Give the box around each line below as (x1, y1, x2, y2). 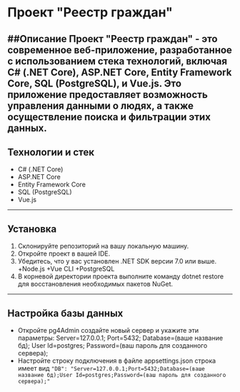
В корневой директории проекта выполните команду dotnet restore (17, 272, 224, 281)
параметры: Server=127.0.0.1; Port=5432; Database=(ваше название (17, 333, 224, 343)
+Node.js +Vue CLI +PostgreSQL (17, 265, 115, 273)
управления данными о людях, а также (7, 99, 194, 111)
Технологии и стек (7, 146, 95, 158)
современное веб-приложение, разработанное (7, 44, 232, 56)
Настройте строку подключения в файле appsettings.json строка (17, 356, 216, 365)
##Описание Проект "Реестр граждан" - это (7, 33, 218, 45)
